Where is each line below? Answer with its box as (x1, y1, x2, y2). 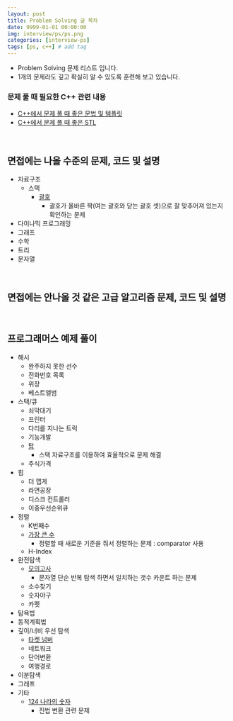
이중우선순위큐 (28, 503, 68, 512)
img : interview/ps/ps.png (7, 30, 83, 38)
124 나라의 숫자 (28, 697, 71, 705)
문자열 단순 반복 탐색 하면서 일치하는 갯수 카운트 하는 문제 (38, 573, 197, 581)
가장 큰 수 (28, 530, 55, 539)
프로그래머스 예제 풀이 (7, 332, 97, 345)
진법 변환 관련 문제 (38, 706, 90, 715)
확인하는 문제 (49, 211, 86, 219)
